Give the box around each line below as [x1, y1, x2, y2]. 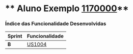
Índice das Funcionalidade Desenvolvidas [5, 20, 106, 27]
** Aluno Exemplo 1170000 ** [5, 3, 129, 14]
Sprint [7, 33, 23, 39]
